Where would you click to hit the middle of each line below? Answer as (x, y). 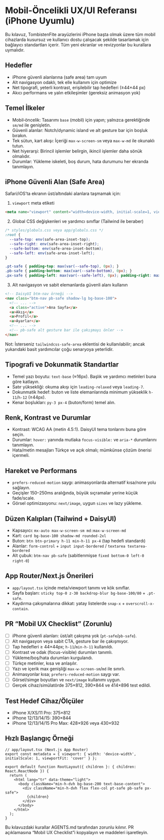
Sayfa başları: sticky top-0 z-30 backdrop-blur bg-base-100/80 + (79, 593)
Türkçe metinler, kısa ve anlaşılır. (45, 663)
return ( (18, 775)
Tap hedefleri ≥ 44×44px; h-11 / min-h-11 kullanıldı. (63, 646)
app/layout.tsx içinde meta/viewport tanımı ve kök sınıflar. (71, 588)
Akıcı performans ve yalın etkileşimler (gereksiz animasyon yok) (76, 92)
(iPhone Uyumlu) (40, 21)
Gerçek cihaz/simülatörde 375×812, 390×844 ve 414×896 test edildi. (82, 685)
